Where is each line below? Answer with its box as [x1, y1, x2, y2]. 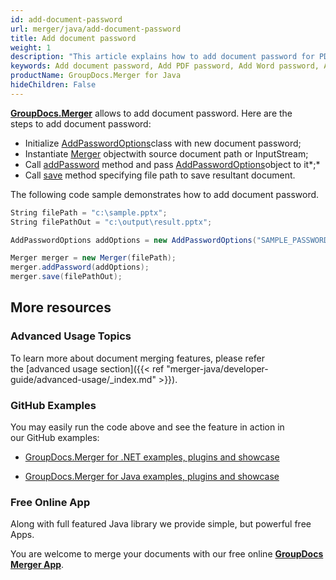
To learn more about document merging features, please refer [10, 352, 266, 364]
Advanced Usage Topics [10, 329, 132, 343]
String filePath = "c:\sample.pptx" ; [10, 207, 168, 218]
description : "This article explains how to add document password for [10, 52, 315, 62]
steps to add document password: [10, 117, 152, 130]
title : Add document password [10, 33, 137, 43]
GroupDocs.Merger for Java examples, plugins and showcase [24, 470, 280, 482]
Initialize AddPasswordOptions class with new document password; [24, 137, 302, 149]
